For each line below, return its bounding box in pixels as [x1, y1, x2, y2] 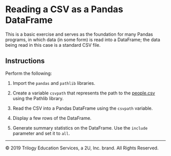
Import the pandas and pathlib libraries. [12, 80, 96, 86]
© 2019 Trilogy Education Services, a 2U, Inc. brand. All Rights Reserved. [5, 145, 159, 151]
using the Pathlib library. [12, 95, 64, 101]
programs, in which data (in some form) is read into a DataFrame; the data [5, 37, 160, 43]
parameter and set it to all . [12, 130, 70, 136]
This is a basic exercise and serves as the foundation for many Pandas [5, 31, 153, 37]
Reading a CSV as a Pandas [5, 4, 124, 15]
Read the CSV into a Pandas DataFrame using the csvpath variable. [12, 105, 153, 111]
